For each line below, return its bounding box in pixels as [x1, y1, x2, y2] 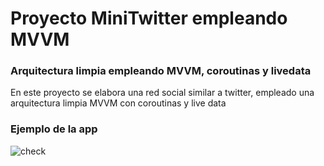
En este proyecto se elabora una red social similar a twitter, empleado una [10, 87, 315, 99]
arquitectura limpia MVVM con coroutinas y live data [10, 97, 227, 109]
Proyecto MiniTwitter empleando [10, 7, 288, 30]
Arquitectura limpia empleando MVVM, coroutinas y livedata [10, 64, 312, 78]
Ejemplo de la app [10, 122, 98, 136]
